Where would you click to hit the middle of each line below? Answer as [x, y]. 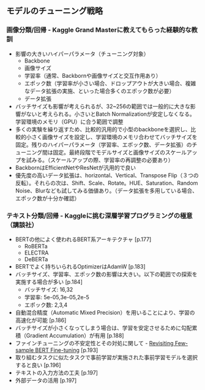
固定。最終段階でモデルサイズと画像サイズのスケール [120, 152]
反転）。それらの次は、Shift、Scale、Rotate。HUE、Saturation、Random [106, 183]
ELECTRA [36, 253]
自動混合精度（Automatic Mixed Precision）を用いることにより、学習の [105, 312]
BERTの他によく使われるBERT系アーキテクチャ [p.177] [83, 239]
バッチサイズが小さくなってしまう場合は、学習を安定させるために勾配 [103, 327]
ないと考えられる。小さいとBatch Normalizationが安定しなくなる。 [111, 114]
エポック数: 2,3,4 [46, 305]
